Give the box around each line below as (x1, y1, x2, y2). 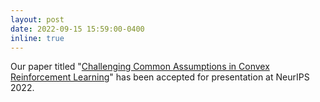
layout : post (10, 14, 65, 25)
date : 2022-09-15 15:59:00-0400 (10, 24, 145, 34)
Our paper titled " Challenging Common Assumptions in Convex (10, 61, 270, 73)
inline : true (10, 33, 65, 43)
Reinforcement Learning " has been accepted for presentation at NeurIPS (10, 71, 310, 83)
